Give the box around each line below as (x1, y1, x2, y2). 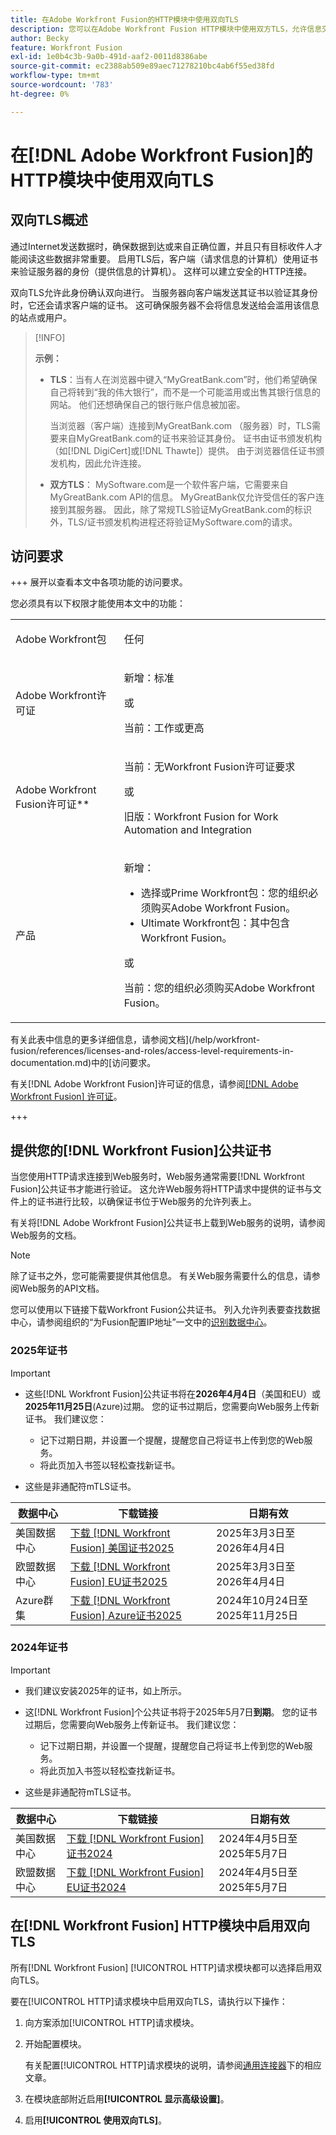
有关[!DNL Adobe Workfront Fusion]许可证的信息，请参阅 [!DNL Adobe (10, 1078, 299, 1090)
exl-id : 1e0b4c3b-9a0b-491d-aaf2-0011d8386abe (10, 52, 208, 62)
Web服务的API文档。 (18, 1282, 105, 1295)
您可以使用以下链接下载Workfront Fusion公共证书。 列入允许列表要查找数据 (10, 1304, 321, 1316)
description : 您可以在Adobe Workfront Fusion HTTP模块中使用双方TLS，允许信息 (10, 24, 323, 34)
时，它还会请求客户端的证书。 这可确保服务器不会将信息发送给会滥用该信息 (10, 299, 320, 311)
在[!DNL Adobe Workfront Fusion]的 (10, 144, 313, 166)
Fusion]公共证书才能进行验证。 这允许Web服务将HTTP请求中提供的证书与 (10, 1183, 313, 1195)
